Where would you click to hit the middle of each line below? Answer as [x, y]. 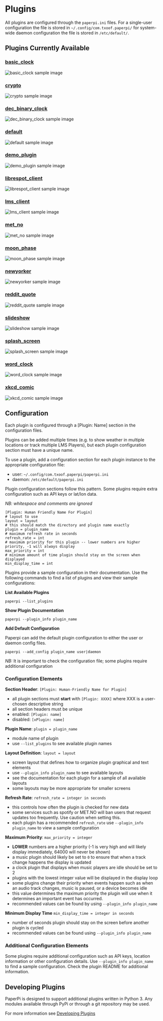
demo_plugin [21, 155]
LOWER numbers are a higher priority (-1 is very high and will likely [79, 847]
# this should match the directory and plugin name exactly [67, 525]
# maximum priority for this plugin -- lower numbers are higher [72, 542]
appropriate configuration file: [35, 464]
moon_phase [21, 248]
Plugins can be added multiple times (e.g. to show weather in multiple [75, 440]
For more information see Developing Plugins [50, 1013]
